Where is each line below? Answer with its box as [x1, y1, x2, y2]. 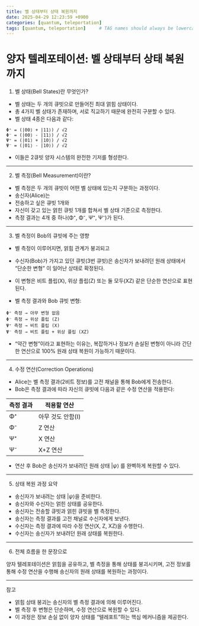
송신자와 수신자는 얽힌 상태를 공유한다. [14, 501, 104, 508]
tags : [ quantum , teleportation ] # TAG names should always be [6, 25, 174, 31]
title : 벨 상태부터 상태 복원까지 [6, 8, 78, 15]
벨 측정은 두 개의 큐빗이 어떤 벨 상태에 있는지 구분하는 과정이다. [14, 185, 160, 192]
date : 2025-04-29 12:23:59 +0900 [6, 14, 89, 20]
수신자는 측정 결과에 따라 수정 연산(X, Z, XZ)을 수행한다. [14, 522, 144, 530]
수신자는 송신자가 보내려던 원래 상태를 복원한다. [14, 530, 124, 537]
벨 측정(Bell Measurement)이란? [14, 172, 91, 179]
